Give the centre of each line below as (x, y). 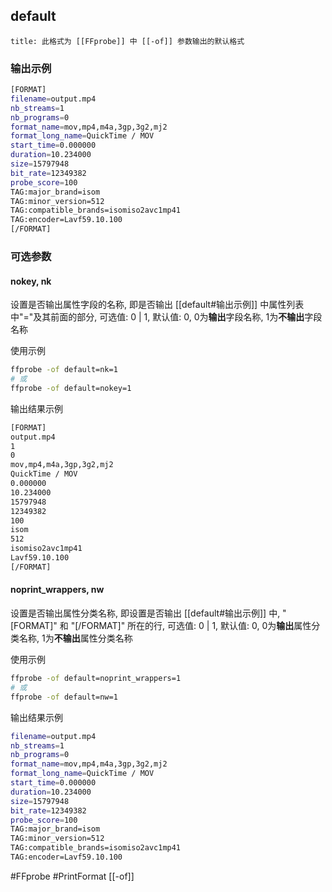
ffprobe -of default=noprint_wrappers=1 (96, 679)
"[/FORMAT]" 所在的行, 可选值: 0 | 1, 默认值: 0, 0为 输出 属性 (191, 626)
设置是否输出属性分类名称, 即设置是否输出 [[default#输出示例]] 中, (145, 613)
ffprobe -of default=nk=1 (64, 370)
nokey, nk (31, 281)
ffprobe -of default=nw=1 (64, 697)
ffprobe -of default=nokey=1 (71, 388)
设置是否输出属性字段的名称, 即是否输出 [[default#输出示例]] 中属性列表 (157, 305)
